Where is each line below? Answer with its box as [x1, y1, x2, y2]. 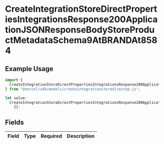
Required [41, 133, 62, 140]
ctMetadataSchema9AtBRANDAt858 [5, 35, 158, 46]
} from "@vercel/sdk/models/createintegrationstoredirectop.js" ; [5, 87, 141, 92]
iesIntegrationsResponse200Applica [5, 14, 158, 25]
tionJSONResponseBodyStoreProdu [5, 24, 155, 35]
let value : [5, 96, 27, 100]
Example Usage [5, 65, 54, 73]
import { [5, 77, 23, 82]
